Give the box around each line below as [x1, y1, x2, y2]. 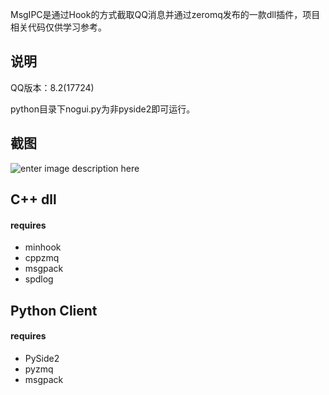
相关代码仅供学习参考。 [10, 21, 107, 33]
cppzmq [24, 252, 60, 264]
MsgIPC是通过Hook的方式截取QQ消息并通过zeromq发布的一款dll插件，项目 [10, 9, 321, 20]
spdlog [24, 273, 54, 285]
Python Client [10, 302, 98, 319]
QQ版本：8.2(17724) [10, 81, 95, 93]
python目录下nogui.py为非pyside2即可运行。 [10, 103, 196, 115]
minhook [24, 241, 62, 253]
